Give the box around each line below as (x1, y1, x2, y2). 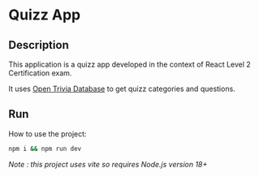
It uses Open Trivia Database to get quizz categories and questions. (8, 84, 235, 93)
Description (8, 38, 69, 52)
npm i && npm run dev (8, 145, 82, 153)
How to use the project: (8, 128, 87, 139)
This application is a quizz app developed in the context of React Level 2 (8, 59, 252, 69)
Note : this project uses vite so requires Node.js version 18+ (8, 159, 208, 169)
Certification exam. (8, 68, 72, 78)
